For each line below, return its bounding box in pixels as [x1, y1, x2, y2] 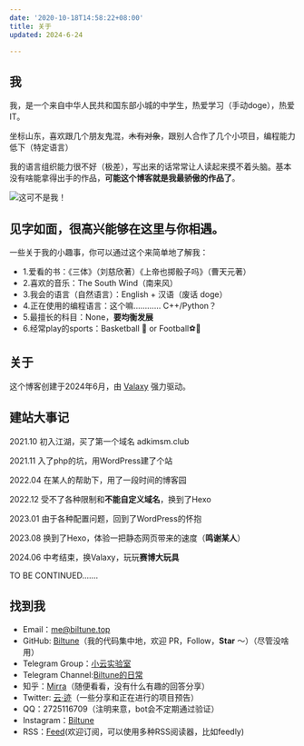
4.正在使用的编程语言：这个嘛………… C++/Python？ [22, 301, 218, 311]
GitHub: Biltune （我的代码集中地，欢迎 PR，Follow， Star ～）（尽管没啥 [22, 635, 289, 646]
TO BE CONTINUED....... [9, 570, 99, 581]
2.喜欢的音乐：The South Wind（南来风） [22, 278, 179, 288]
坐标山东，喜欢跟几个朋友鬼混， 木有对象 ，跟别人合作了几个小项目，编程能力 [9, 131, 296, 142]
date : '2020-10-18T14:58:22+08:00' [9, 13, 144, 23]
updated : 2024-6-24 [9, 30, 83, 39]
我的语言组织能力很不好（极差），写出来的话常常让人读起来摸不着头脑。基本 [9, 161, 292, 173]
